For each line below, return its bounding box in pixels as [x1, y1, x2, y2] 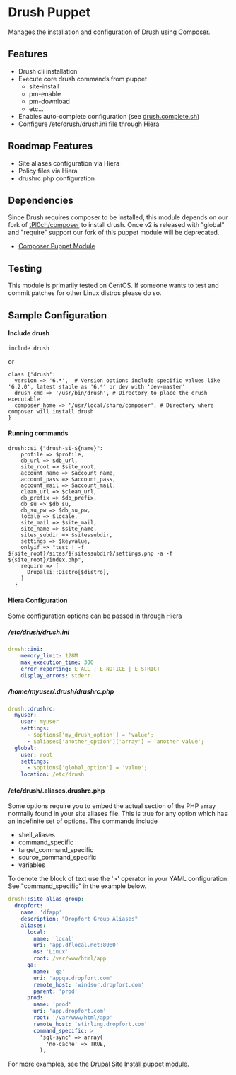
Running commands [8, 429, 69, 437]
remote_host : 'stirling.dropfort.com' [33, 1021, 148, 1028]
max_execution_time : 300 [20, 659, 94, 666]
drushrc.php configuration [18, 174, 95, 183]
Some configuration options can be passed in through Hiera [8, 611, 182, 620]
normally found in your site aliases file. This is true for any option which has [8, 810, 228, 818]
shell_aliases [18, 831, 56, 839]
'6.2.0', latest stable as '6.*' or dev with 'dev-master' [8, 383, 186, 390]
